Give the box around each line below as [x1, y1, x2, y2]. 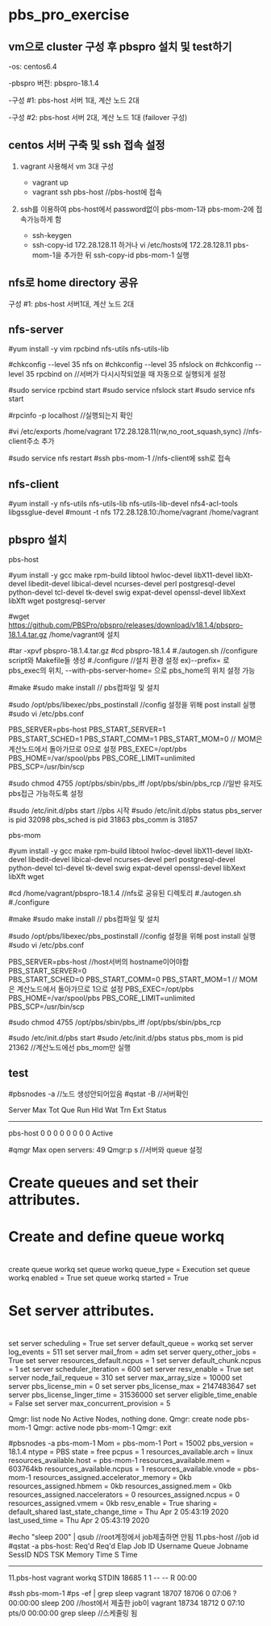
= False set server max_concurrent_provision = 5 [8, 1398, 171, 1408]
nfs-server [8, 323, 65, 336]
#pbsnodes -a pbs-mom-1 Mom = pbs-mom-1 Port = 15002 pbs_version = [8, 1438, 254, 1448]
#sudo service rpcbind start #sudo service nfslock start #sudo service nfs [8, 386, 256, 395]
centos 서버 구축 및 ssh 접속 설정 [8, 139, 165, 152]
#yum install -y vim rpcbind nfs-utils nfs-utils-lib [8, 344, 169, 354]
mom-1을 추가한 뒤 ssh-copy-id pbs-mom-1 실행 [31, 250, 190, 260]
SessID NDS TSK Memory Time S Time [8, 1549, 138, 1559]
